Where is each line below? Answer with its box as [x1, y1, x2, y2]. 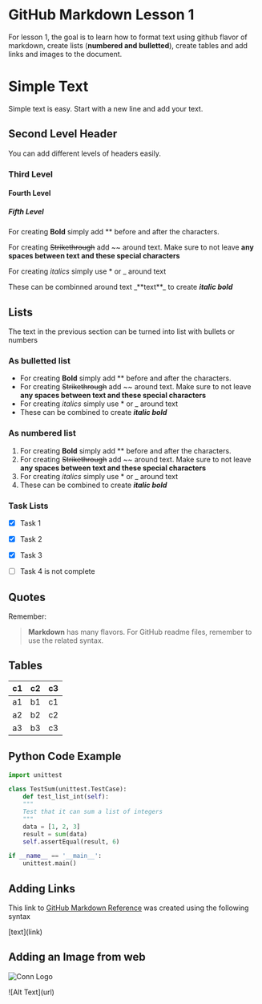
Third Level [8, 169, 54, 180]
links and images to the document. [8, 49, 123, 59]
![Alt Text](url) [8, 987, 54, 997]
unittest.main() [22, 860, 78, 868]
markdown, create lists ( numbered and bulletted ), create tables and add [8, 40, 248, 50]
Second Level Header [8, 127, 118, 141]
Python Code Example [8, 750, 122, 763]
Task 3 [19, 551, 42, 559]
